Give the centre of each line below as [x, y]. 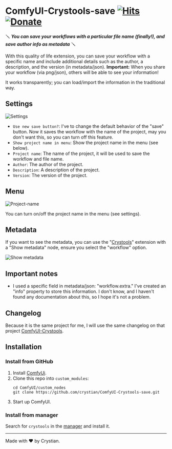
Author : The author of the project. [48, 164]
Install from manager [32, 415]
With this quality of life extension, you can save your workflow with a [78, 56]
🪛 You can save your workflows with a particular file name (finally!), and [85, 36]
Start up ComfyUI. [32, 402]
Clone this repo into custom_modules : [51, 378]
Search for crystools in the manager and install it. [58, 426]
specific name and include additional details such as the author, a [74, 61]
